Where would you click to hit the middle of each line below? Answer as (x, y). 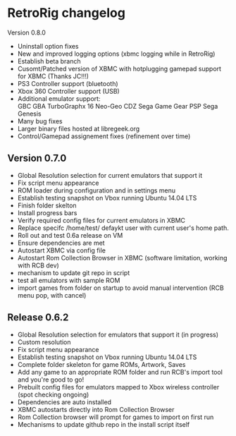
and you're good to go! (51, 380)
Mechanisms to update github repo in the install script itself (104, 424)
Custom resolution (44, 342)
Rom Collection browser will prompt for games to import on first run (116, 417)
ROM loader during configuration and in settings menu (97, 190)
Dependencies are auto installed (64, 402)
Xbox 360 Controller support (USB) (68, 91)
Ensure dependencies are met (61, 243)
